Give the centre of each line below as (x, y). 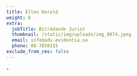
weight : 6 (19, 18)
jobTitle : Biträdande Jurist (48, 29)
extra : (15, 23)
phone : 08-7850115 (35, 46)
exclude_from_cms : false (38, 52)
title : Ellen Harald (32, 12)
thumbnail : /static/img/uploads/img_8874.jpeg (72, 35)
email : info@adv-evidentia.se (50, 40)
